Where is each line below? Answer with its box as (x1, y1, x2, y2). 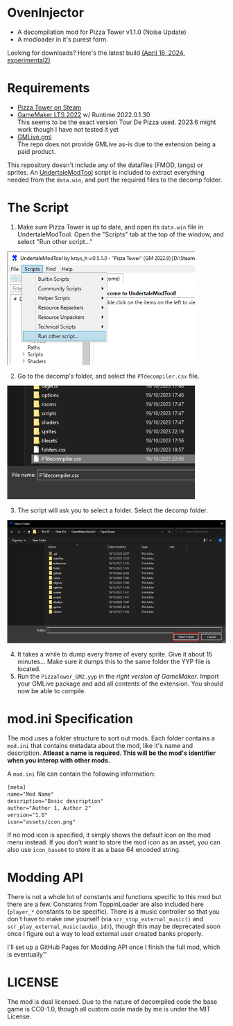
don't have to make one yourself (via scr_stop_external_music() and (7, 914, 204, 923)
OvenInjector (7, 5, 85, 21)
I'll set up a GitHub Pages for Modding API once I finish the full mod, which (7, 943, 221, 951)
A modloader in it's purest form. (17, 35, 109, 43)
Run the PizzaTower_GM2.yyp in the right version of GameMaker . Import (17, 672, 220, 680)
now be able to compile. (17, 686, 87, 695)
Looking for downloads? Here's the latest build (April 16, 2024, (7, 49, 185, 57)
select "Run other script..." (17, 237, 93, 245)
